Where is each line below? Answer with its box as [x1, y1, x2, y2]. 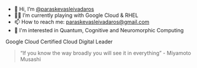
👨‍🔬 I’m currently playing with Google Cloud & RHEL [14, 12, 138, 19]
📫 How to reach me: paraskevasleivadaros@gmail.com [14, 18, 150, 25]
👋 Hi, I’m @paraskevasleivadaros [14, 6, 94, 12]
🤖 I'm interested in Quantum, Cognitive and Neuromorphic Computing [14, 27, 184, 33]
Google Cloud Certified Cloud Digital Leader [5, 38, 113, 45]
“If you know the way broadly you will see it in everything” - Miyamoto [20, 50, 192, 56]
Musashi [20, 56, 41, 63]
